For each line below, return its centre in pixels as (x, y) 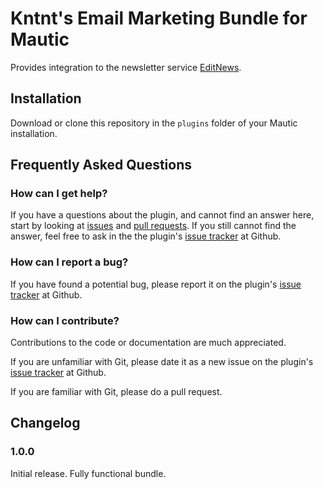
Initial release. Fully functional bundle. (88, 473)
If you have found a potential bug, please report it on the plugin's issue (156, 284)
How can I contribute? (65, 320)
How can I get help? (59, 194)
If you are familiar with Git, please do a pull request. (116, 392)
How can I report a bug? (69, 262)
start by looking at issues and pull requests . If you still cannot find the (153, 226)
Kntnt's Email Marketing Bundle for (159, 18)
